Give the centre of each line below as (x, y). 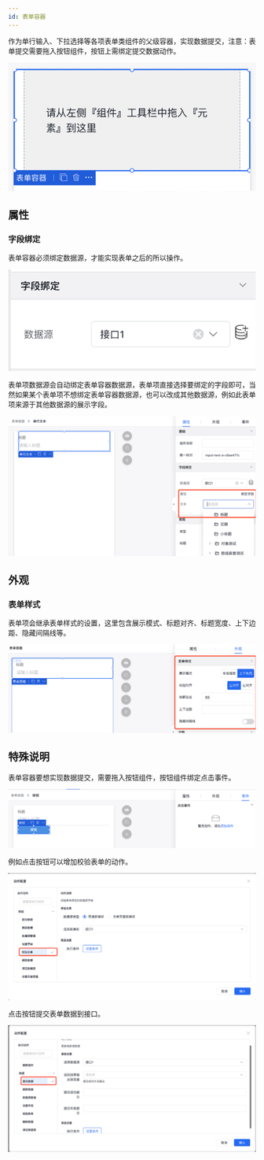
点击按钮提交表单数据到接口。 (56, 1014)
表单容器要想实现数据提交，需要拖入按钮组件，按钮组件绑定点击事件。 (122, 777)
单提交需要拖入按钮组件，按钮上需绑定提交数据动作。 (94, 50)
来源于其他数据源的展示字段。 (63, 405)
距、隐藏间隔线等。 (39, 633)
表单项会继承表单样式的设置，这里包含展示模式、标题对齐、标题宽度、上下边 (132, 623)
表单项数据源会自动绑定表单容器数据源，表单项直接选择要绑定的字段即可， (128, 385)
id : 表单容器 (27, 17)
